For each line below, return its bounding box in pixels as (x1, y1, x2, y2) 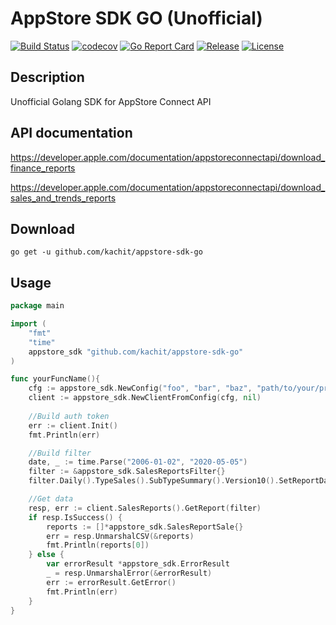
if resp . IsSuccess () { (28, 512, 123, 522)
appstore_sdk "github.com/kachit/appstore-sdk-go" (28, 347, 244, 357)
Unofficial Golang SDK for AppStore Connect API (10, 95, 212, 107)
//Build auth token (28, 411, 110, 421)
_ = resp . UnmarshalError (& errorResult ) (46, 568, 213, 579)
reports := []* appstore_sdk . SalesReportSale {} (46, 522, 244, 532)
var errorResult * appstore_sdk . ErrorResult (46, 559, 230, 569)
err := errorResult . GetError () (46, 577, 177, 587)
